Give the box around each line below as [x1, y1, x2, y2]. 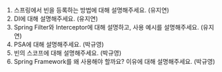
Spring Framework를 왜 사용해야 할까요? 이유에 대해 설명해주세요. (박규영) [13, 58, 216, 65]
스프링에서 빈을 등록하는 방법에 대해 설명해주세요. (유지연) [13, 6, 170, 14]
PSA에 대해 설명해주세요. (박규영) [13, 40, 104, 48]
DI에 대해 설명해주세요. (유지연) [13, 14, 99, 23]
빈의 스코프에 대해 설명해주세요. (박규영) [13, 49, 122, 57]
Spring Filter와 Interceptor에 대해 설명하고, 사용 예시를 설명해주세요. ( [13, 23, 203, 31]
